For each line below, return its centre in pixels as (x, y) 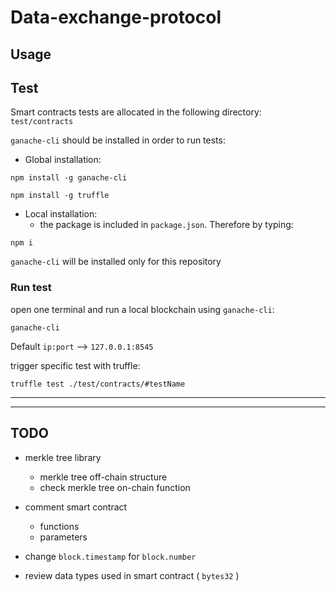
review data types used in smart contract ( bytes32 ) (132, 575)
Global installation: (63, 160)
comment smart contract (76, 507)
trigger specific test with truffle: (75, 365)
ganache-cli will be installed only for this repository (116, 262)
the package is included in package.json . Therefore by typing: (166, 225)
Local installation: (61, 214)
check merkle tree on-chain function (115, 487)
